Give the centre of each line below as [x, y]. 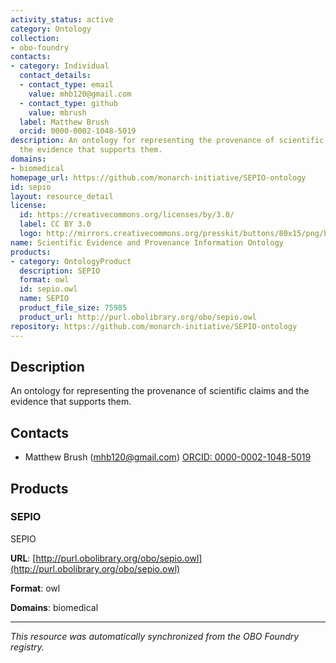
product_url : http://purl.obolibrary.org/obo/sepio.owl [138, 317]
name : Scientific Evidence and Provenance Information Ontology [147, 242]
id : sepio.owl [48, 289]
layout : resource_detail [62, 196]
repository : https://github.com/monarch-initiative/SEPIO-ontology [154, 326]
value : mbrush [57, 112]
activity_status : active [62, 19]
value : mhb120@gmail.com [80, 94]
